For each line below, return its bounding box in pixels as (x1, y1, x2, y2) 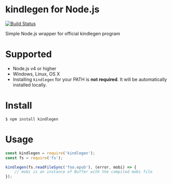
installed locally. (12, 81, 47, 88)
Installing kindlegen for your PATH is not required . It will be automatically (12, 76, 167, 83)
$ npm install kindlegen (5, 116, 59, 121)
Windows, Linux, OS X (12, 71, 60, 77)
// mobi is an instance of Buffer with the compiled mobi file (14, 169, 153, 175)
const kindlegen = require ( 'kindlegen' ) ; (5, 150, 95, 156)
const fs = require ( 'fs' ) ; (5, 155, 63, 160)
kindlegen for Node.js (5, 4, 100, 15)
